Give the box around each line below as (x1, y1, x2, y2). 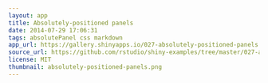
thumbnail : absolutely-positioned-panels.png (8, 63, 162, 71)
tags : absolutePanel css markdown (8, 33, 124, 42)
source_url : (8, 48, 48, 56)
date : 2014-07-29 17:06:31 (8, 26, 98, 34)
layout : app (8, 11, 48, 20)
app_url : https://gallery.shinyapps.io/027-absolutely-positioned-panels (8, 41, 259, 49)
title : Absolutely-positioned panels (8, 19, 134, 27)
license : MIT (8, 56, 52, 64)
